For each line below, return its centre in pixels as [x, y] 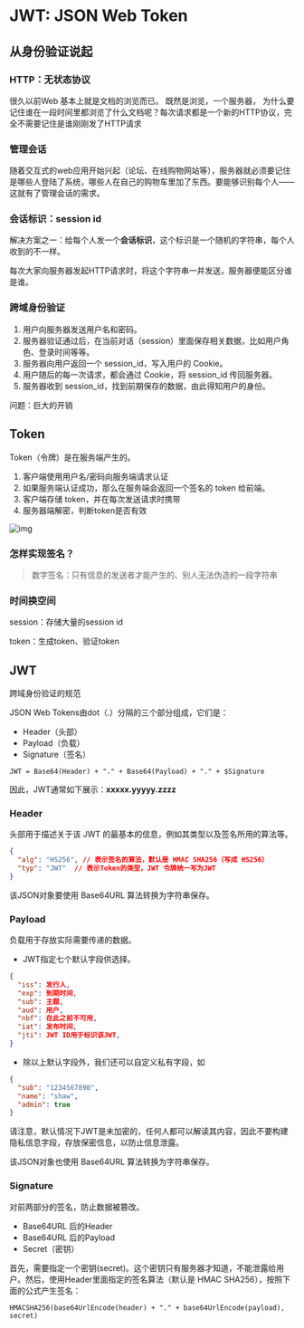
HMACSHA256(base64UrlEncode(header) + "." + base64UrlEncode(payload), [147, 1308]
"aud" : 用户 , [41, 1010]
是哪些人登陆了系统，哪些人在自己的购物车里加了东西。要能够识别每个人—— [152, 182]
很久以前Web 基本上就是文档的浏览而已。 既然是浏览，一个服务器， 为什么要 [152, 100]
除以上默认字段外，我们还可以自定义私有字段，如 [114, 1062]
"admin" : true [44, 1104]
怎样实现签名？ [42, 553]
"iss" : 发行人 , [44, 984]
